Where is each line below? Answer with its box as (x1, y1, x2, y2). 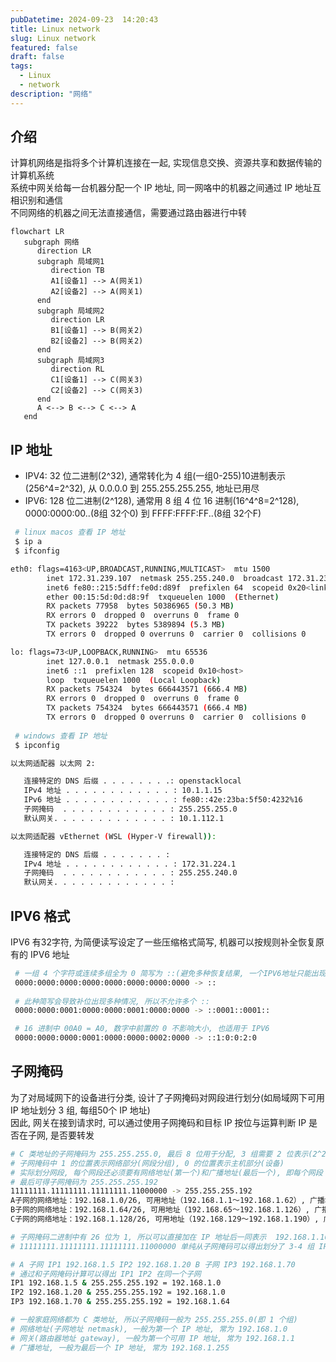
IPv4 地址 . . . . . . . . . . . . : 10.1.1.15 (23, 786, 223, 796)
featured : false (10, 42, 78, 53)
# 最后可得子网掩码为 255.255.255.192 (10, 1177, 158, 1187)
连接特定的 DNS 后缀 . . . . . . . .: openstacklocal (23, 776, 242, 786)
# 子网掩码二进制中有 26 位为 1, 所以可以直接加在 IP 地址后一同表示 (10, 1232, 267, 1242)
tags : (10, 61, 33, 71)
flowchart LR (10, 227, 65, 237)
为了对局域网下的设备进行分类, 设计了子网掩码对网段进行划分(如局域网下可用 (10, 1091, 326, 1103)
